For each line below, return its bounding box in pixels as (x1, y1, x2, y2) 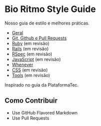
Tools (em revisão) (11, 72, 50, 78)
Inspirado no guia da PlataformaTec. (4, 81, 79, 88)
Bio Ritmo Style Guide (4, 3, 96, 15)
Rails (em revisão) (11, 45, 49, 51)
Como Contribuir (4, 96, 58, 105)
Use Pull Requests (11, 115, 49, 121)
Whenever (11, 61, 33, 67)
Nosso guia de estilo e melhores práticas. (4, 20, 90, 26)
